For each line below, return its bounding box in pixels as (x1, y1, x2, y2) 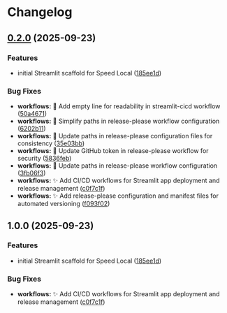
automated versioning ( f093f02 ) (17, 200, 110, 208)
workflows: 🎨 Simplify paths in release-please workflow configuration (17, 117, 220, 126)
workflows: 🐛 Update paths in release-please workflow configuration (17, 161, 218, 170)
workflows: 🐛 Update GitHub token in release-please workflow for (17, 147, 209, 155)
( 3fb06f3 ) (17, 169, 46, 177)
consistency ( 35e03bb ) (17, 139, 85, 147)
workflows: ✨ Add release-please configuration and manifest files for (17, 191, 219, 200)
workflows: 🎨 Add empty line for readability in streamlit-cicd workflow (17, 102, 221, 110)
